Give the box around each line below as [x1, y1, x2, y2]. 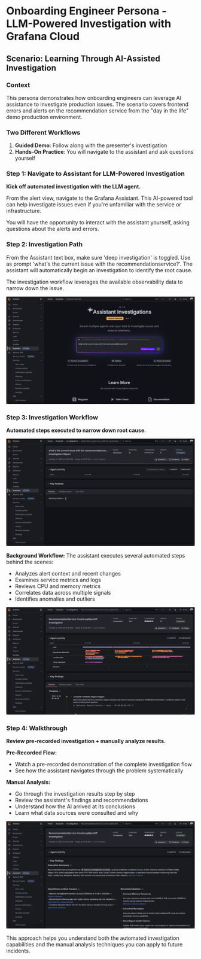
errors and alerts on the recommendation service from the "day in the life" [6, 106, 189, 114]
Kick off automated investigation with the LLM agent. [6, 183, 141, 190]
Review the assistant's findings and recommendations [14, 797, 148, 804]
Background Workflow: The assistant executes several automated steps [6, 552, 185, 559]
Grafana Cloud [6, 30, 80, 43]
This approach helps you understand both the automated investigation [6, 934, 179, 942]
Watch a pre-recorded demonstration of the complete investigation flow [14, 761, 193, 768]
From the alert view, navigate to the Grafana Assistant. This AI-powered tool [6, 194, 193, 202]
